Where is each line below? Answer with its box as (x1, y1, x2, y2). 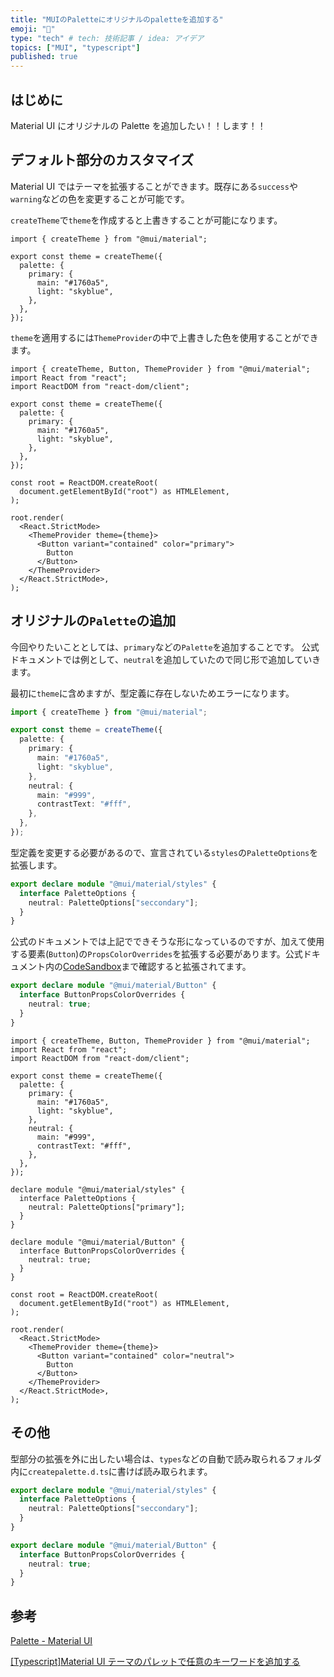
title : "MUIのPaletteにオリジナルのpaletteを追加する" (10, 14, 224, 25)
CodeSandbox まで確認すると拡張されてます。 (63, 961, 252, 973)
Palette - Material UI (10, 1635, 93, 1647)
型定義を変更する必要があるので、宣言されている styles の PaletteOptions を (10, 846, 319, 858)
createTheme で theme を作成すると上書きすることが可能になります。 (10, 214, 283, 226)
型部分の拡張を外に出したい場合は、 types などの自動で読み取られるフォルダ (10, 1452, 322, 1465)
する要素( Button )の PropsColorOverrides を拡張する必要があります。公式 (10, 948, 303, 960)
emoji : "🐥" (10, 24, 56, 34)
